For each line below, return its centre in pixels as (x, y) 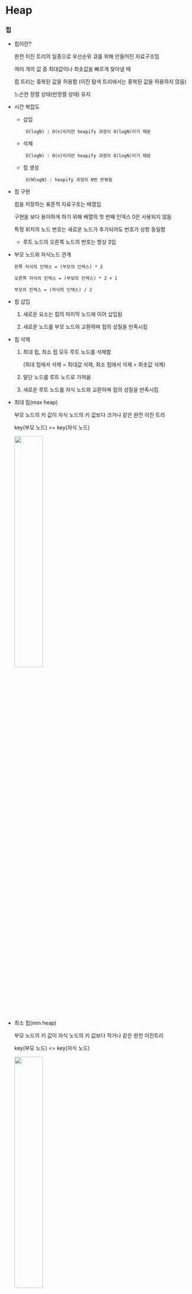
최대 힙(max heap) (36, 402)
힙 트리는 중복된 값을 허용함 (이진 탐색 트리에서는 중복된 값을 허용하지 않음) (100, 82)
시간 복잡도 (27, 107)
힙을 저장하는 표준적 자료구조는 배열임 (58, 204)
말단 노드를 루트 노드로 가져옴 (57, 377)
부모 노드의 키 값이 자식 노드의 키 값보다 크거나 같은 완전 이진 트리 (90, 415)
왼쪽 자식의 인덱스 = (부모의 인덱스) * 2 (58, 267)
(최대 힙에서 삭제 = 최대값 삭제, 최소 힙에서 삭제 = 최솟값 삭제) (94, 364)
